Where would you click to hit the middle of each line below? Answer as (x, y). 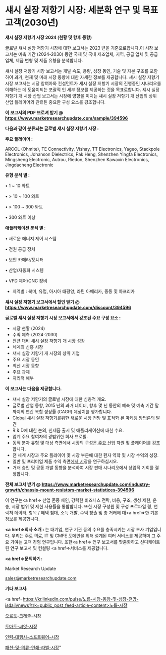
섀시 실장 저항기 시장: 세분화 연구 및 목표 (82, 10)
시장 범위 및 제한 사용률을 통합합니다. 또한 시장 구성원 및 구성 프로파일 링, (82, 506)
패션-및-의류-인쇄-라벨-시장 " (33, 648)
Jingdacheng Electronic (29, 165)
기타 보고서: (17, 588)
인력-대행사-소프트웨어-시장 (32, 637)
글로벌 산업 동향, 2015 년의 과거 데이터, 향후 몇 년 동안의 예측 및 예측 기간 (83, 405)
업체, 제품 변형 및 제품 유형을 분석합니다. (44, 60)
